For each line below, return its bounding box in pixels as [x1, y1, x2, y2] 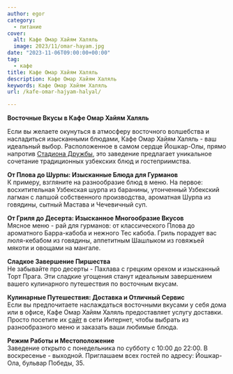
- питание [13, 23, 42, 30]
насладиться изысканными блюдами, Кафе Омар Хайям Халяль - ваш [7, 134, 217, 144]
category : [7, 17, 36, 24]
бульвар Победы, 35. [22, 359, 85, 368]
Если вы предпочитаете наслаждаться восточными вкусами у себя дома [7, 300, 227, 309]
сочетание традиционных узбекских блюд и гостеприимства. [7, 157, 192, 165]
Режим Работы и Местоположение [7, 337, 115, 345]
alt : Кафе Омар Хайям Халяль [13, 36, 98, 43]
